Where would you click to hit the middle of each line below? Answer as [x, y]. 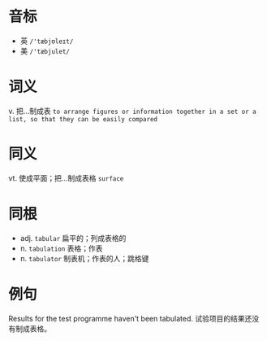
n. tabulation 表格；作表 [61, 248]
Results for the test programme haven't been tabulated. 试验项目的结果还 [130, 318]
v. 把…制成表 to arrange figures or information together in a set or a [133, 111]
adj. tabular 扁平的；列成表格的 [73, 238]
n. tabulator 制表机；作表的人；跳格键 [84, 258]
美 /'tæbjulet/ [45, 50]
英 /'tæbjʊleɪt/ [47, 41]
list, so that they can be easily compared [83, 119]
